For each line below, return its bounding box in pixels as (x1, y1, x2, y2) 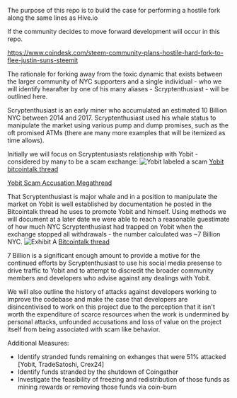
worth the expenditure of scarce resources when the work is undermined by (7, 310, 230, 318)
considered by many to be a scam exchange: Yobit (7, 157, 224, 166)
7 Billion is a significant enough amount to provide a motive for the (7, 251, 200, 259)
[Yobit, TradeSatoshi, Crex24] (17, 360, 105, 368)
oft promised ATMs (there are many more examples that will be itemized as (7, 129, 226, 137)
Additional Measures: (7, 339, 69, 347)
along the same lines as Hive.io (7, 13, 98, 22)
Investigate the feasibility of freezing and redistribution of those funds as (17, 375, 230, 383)
